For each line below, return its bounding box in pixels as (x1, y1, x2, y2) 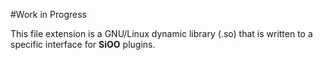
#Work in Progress (10, 9, 87, 20)
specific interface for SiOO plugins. (10, 39, 156, 50)
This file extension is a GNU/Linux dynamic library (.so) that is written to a (10, 28, 313, 39)
